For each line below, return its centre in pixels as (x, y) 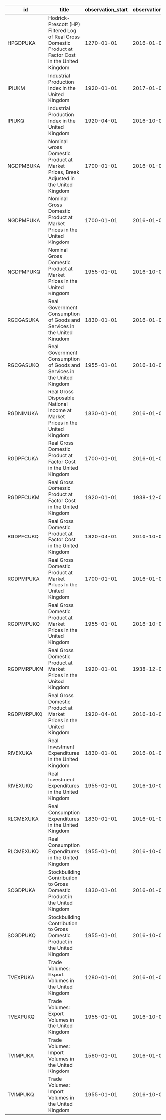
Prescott (58, 24)
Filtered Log (62, 30)
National (58, 404)
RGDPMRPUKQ (25, 714)
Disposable (62, 398)
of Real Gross (64, 37)
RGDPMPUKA (23, 579)
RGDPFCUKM (23, 498)
